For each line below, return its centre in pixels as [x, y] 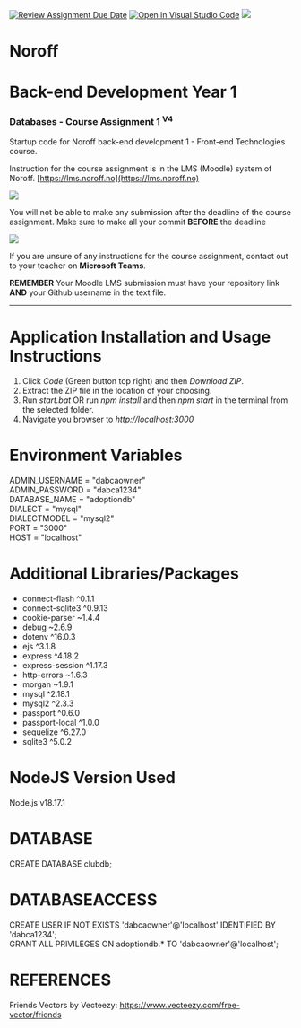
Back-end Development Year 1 [123, 92]
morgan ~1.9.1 [47, 684]
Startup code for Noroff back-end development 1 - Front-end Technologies [147, 142]
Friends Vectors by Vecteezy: [64, 1005]
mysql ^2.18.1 [46, 693]
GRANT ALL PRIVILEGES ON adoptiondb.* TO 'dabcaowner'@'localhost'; [144, 944]
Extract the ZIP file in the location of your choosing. [117, 391]
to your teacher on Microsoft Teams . [77, 266]
